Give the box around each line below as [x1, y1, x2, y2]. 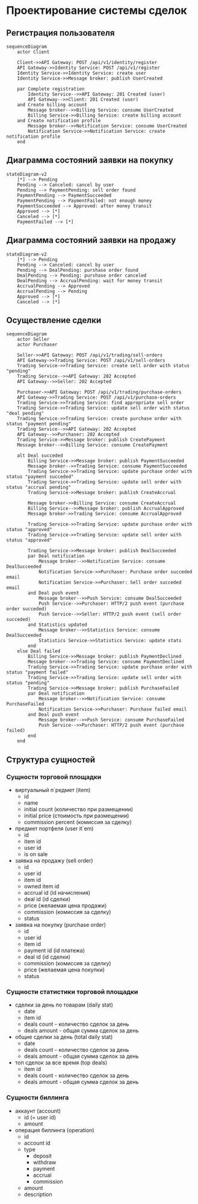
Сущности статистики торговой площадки [6, 988, 138, 996]
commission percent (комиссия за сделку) [23, 819, 132, 826]
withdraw [32, 1158, 57, 1166]
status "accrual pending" [6, 484, 71, 491]
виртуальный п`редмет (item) [14, 787, 91, 794]
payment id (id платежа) [23, 947, 85, 955]
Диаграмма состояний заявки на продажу [6, 235, 176, 245]
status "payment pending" [6, 421, 71, 427]
